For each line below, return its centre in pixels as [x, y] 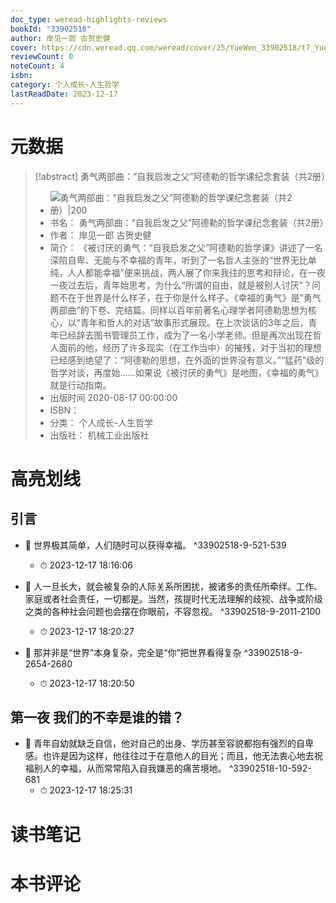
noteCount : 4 [37, 66]
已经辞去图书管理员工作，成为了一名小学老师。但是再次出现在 [185, 335]
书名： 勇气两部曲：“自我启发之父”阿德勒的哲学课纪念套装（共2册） [189, 222]
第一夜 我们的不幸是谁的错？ [97, 717]
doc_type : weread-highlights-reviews [89, 19]
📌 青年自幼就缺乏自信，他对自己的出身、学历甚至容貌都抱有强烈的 [160, 743]
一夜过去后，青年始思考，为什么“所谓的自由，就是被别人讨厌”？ [180, 285]
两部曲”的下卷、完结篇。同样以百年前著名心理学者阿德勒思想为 [178, 310]
